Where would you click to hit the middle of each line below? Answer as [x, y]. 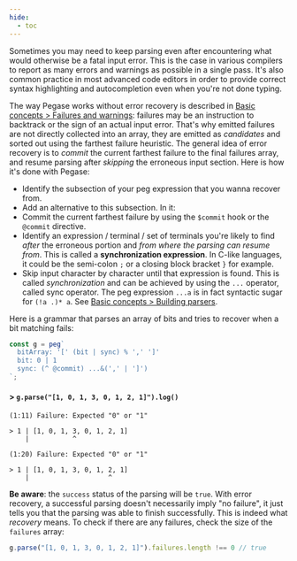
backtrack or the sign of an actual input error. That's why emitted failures [142, 124]
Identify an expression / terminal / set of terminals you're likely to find [148, 235]
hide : [19, 17]
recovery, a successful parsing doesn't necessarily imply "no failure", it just [146, 503]
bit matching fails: [42, 327]
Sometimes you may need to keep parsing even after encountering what [141, 50]
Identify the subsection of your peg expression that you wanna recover [151, 188]
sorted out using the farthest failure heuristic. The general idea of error [138, 143]
